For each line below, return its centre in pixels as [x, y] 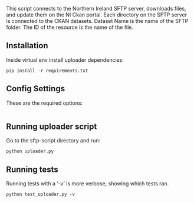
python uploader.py [30, 152]
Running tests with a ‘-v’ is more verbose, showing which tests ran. [88, 184]
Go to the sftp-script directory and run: [53, 141]
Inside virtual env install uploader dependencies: [65, 60]
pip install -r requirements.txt [47, 71]
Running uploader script [52, 127]
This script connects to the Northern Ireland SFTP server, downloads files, [96, 9]
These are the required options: [45, 103]
